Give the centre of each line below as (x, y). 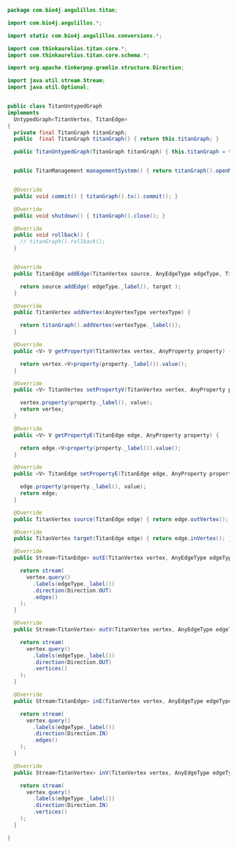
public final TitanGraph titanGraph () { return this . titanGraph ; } (116, 139)
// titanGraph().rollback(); (63, 242)
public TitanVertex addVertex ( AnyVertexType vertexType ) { (102, 313)
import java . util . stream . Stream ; (56, 81)
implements (23, 113)
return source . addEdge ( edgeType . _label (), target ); (101, 287)
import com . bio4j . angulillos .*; (55, 23)
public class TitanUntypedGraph (55, 106)
